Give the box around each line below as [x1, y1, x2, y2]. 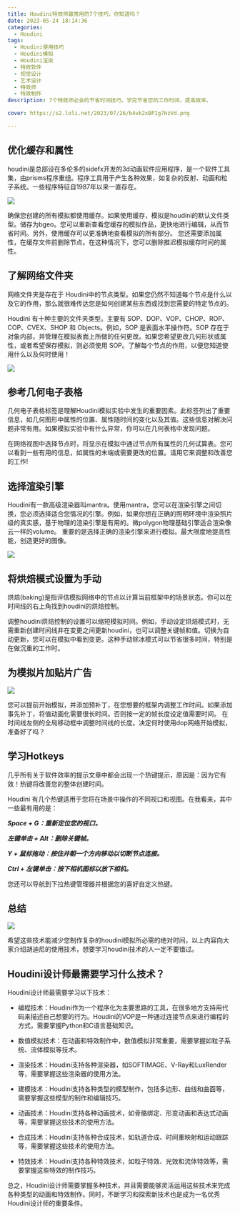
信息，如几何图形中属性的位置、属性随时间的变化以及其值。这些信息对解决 [7, 415, 226, 424]
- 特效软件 [14, 64, 42, 71]
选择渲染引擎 [7, 480, 64, 492]
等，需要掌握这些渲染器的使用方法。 [17, 1070, 125, 1078]
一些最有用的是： [7, 803, 58, 812]
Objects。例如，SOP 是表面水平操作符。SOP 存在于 [77, 323, 230, 332]
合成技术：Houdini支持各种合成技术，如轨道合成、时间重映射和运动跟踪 [17, 1133, 229, 1142]
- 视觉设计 [14, 70, 42, 77]
